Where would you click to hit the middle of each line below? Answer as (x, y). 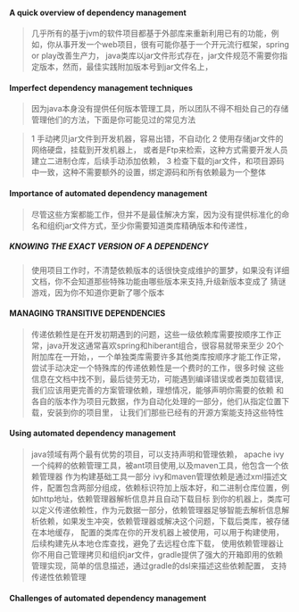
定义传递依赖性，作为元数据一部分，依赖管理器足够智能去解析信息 (160, 509)
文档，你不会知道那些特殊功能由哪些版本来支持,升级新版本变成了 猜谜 (158, 281)
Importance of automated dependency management (108, 193)
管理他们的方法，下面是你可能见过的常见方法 (113, 120)
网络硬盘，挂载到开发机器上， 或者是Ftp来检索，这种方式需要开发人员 (159, 150)
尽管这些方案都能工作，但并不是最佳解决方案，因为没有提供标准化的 (156, 214)
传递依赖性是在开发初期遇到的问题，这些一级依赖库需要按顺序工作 (152, 334)
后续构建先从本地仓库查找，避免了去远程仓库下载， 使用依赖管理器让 (157, 543)
